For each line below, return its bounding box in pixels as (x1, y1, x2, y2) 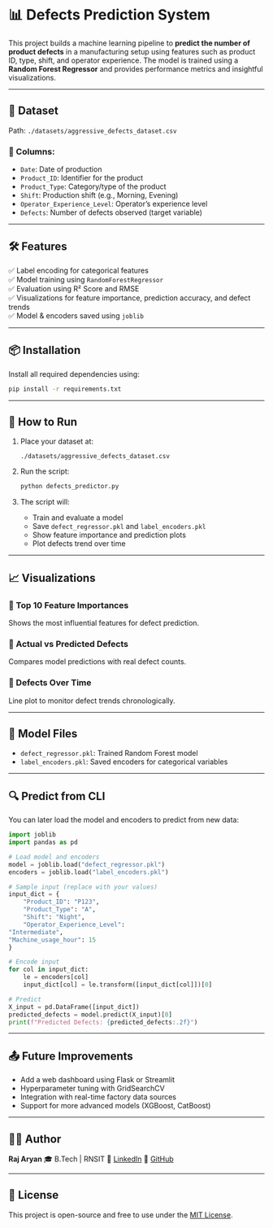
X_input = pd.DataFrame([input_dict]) (8, 1003, 140, 1011)
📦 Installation (8, 343, 81, 357)
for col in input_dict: (8, 965, 89, 974)
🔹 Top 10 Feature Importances (8, 599, 129, 610)
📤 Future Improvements (8, 1049, 134, 1063)
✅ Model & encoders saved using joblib (8, 310, 145, 321)
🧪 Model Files (8, 727, 78, 741)
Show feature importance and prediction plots (32, 530, 187, 540)
